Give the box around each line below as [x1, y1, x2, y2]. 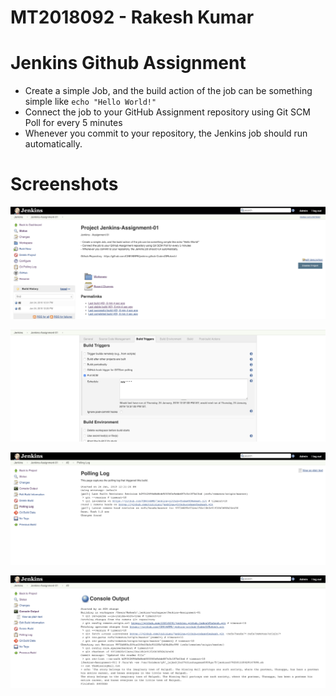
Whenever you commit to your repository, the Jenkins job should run [24, 127, 308, 140]
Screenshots [10, 173, 119, 196]
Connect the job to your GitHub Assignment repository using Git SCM [24, 106, 311, 118]
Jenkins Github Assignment [10, 52, 247, 75]
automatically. [24, 138, 83, 150]
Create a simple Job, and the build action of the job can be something [24, 85, 313, 97]
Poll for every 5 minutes [24, 117, 123, 129]
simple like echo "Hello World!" [24, 96, 157, 108]
